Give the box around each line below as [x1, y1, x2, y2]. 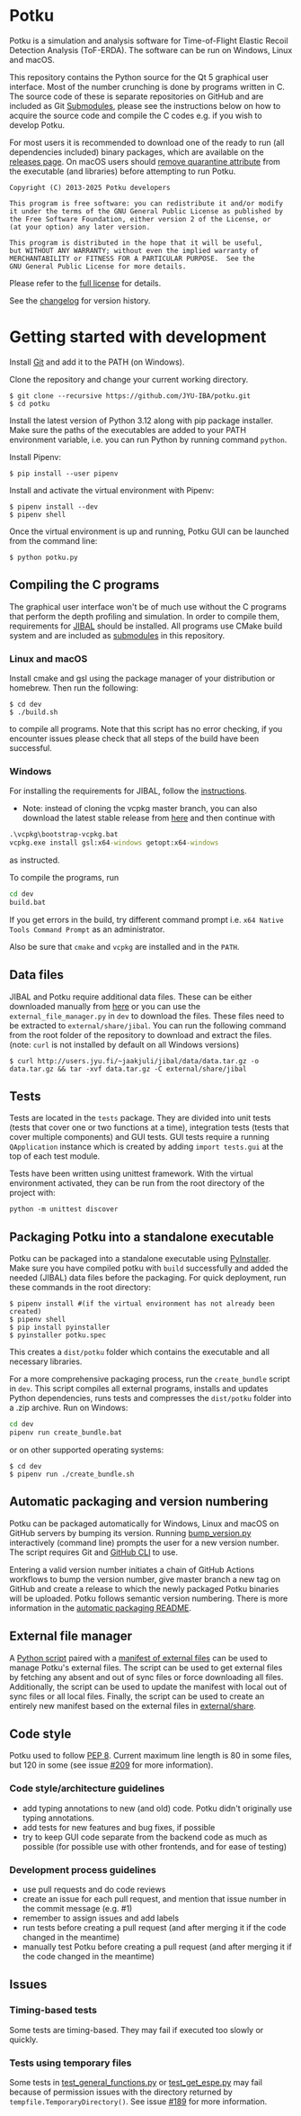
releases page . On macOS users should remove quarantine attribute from [9, 156, 281, 167]
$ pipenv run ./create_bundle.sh [9, 1469, 135, 1478]
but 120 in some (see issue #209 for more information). [9, 1759, 214, 1770]
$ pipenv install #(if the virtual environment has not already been [9, 1299, 276, 1308]
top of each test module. [9, 1151, 101, 1162]
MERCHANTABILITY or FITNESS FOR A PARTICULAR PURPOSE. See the [9, 254, 255, 263]
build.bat [9, 898, 47, 907]
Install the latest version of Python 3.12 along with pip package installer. [9, 415, 274, 426]
